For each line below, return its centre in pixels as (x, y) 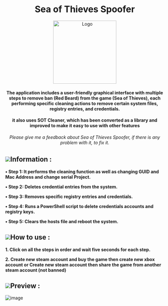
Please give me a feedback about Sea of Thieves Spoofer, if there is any (85, 137)
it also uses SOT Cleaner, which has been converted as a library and (85, 120)
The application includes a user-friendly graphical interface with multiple (85, 92)
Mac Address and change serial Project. (48, 177)
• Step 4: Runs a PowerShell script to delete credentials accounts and (79, 206)
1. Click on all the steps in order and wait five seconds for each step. (78, 249)
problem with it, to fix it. (85, 142)
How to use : (30, 238)
